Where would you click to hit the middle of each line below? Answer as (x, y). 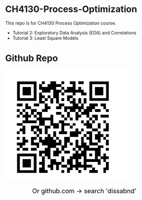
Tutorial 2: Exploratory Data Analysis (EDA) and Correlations (74, 32)
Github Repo (32, 58)
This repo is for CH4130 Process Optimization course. (61, 23)
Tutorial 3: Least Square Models (45, 38)
